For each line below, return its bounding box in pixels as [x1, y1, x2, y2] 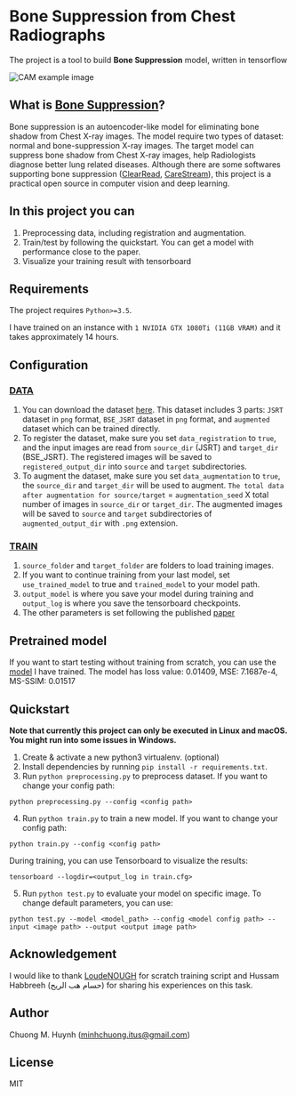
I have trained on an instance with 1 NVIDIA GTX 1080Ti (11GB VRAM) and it [9, 322, 282, 333]
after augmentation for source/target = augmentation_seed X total [21, 489, 269, 500]
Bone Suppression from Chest [9, 6, 236, 27]
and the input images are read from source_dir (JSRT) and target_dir [21, 442, 279, 453]
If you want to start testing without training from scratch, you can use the [9, 657, 277, 668]
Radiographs [9, 25, 106, 45]
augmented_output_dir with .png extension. [21, 518, 179, 528]
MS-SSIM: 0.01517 [9, 676, 76, 687]
